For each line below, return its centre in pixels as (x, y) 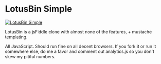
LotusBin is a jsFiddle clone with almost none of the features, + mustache (79, 32)
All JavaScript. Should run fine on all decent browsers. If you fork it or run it (80, 46)
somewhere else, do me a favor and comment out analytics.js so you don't (80, 51)
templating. (16, 37)
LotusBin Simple (38, 9)
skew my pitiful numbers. (30, 56)
